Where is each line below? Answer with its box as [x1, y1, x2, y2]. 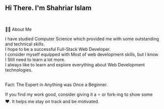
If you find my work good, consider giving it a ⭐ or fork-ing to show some [5, 91, 153, 97]
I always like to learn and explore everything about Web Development [5, 62, 145, 67]
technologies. [5, 67, 33, 73]
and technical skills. [5, 41, 45, 47]
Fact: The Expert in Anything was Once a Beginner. [5, 82, 108, 87]
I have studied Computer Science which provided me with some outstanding [5, 36, 159, 42]
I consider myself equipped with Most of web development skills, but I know [5, 51, 159, 57]
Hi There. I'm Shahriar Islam [5, 4, 92, 12]
